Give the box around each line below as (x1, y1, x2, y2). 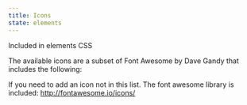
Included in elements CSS (8, 40, 93, 50)
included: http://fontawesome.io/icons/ (8, 88, 136, 97)
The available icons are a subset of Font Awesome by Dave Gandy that (8, 56, 240, 66)
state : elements (8, 19, 62, 27)
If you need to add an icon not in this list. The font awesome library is (8, 80, 234, 89)
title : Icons (8, 11, 52, 20)
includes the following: (8, 64, 83, 73)
